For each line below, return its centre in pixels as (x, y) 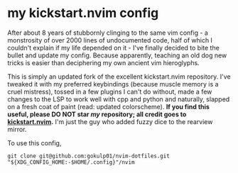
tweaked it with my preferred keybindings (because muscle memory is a (113, 84)
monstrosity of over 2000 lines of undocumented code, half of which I (110, 40)
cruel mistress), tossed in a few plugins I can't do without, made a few (110, 91)
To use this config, (34, 143)
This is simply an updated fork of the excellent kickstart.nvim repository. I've (119, 77)
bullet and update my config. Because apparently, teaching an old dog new (117, 55)
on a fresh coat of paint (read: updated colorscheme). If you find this (108, 106)
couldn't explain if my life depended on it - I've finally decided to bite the (114, 48)
